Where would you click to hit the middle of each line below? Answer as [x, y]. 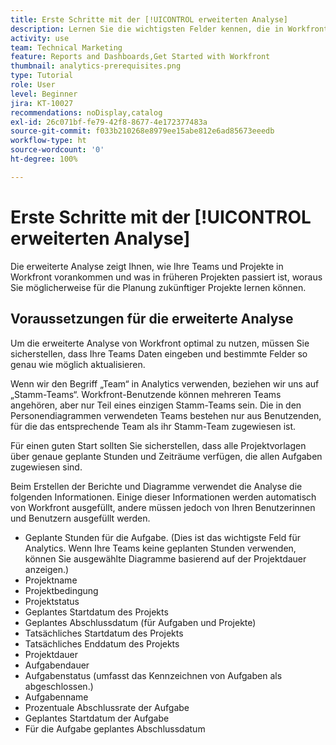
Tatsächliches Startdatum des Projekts [104, 633]
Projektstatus [52, 601]
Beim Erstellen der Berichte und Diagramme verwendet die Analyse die [156, 486]
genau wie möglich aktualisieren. [78, 364]
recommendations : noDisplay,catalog [86, 112]
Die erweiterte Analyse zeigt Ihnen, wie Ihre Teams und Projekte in [147, 266]
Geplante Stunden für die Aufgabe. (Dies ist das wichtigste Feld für [162, 537]
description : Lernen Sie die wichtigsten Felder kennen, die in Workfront [169, 29]
